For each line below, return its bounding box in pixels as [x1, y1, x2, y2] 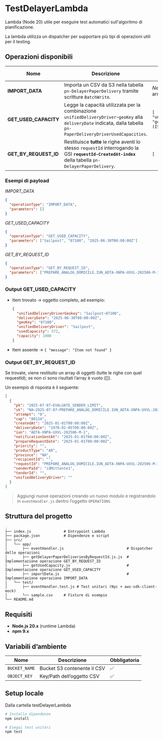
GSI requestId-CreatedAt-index [64, 150, 136, 157]
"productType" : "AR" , [14, 448, 57, 453]
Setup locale [5, 690, 44, 698]
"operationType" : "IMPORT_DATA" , [9, 202, 77, 207]
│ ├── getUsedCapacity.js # [5, 563, 130, 568]
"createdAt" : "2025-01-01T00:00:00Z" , [14, 421, 92, 426]
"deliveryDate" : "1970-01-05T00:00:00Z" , [14, 426, 98, 430]
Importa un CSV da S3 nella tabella [64, 81, 144, 88]
